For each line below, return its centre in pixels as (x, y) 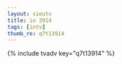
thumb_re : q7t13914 (36, 33)
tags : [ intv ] (26, 27)
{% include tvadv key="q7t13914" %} (61, 53)
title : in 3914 (30, 20)
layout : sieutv (30, 14)
